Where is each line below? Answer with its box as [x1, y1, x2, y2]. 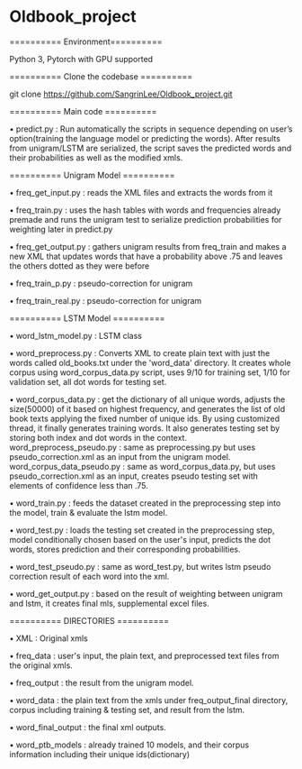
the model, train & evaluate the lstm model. [9, 507, 168, 517]
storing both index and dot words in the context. [9, 432, 187, 443]
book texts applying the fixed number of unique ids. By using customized [9, 413, 280, 424]
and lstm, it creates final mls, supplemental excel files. [9, 598, 209, 609]
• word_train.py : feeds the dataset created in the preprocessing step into [9, 498, 281, 508]
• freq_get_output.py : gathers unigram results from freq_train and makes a [9, 241, 287, 252]
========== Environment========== [9, 36, 163, 47]
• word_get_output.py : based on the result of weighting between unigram [9, 588, 283, 599]
